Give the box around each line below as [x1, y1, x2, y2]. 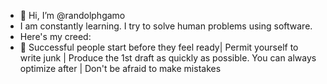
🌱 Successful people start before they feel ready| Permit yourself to [19, 41, 299, 53]
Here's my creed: [19, 31, 92, 42]
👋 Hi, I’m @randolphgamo [19, 10, 126, 21]
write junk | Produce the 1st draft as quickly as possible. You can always [19, 52, 317, 64]
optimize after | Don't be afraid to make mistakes [19, 63, 222, 74]
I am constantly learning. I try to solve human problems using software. [19, 20, 313, 32]
